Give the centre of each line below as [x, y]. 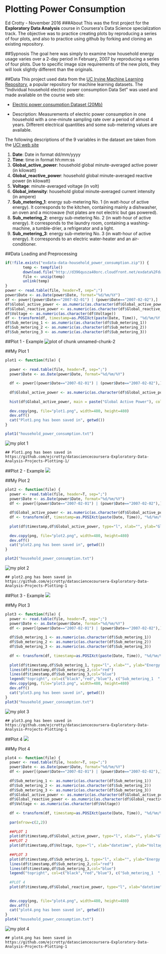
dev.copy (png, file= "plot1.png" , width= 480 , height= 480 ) [69, 411]
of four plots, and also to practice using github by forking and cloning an [79, 39]
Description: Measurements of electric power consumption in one [79, 114]
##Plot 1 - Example [24, 341]
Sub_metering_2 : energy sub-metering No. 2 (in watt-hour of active [82, 217]
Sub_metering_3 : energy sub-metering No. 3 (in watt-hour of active [82, 233]
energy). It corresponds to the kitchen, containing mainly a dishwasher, [85, 207]
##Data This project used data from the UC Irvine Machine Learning [74, 79]
